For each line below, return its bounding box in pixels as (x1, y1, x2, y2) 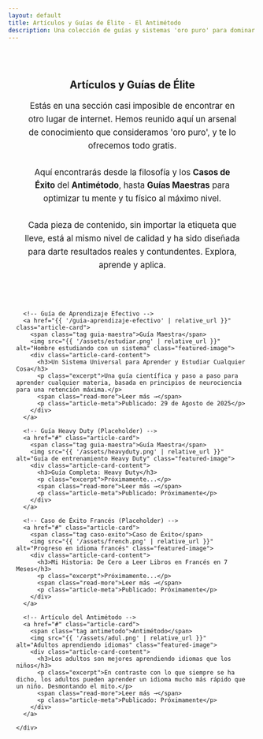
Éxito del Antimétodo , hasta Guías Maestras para (35, 180, 230, 191)
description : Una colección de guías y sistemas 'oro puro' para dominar (8, 26, 256, 34)
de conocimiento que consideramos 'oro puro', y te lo (28, 127, 236, 138)
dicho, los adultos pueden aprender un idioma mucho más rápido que (16, 675, 246, 683)
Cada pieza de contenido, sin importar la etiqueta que (28, 220, 237, 231)
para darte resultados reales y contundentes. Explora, (28, 246, 237, 257)
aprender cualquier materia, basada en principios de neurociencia (16, 379, 243, 386)
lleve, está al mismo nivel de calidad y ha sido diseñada (24, 233, 240, 244)
